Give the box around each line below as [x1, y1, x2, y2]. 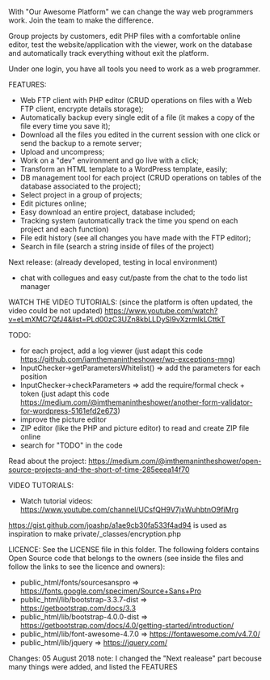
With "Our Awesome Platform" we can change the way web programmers [8, 7, 254, 16]
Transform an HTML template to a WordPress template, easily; [19, 164, 228, 173]
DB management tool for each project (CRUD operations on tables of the [19, 173, 262, 182]
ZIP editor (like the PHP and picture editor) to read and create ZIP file [19, 423, 250, 432]
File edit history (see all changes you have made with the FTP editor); [19, 233, 251, 242]
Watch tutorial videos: [19, 496, 93, 505]
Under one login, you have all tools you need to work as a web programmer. [8, 64, 261, 74]
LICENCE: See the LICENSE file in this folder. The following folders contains [8, 545, 260, 554]
